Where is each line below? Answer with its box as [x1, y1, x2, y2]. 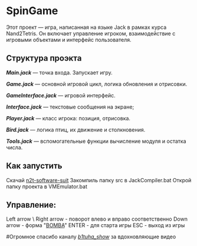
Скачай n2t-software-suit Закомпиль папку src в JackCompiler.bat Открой [6, 176, 192, 183]
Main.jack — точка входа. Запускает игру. [6, 69, 113, 76]
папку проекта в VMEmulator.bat [6, 183, 87, 190]
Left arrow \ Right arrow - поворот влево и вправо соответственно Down [6, 215, 188, 222]
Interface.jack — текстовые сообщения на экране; [6, 103, 134, 110]
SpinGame [6, 4, 58, 18]
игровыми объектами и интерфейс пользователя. [6, 36, 132, 43]
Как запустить [6, 161, 63, 171]
